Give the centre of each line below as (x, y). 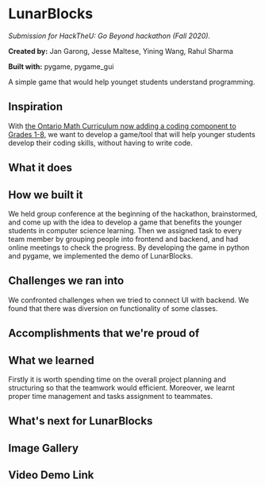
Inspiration (36, 107)
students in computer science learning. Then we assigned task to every (125, 230)
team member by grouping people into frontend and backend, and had (123, 239)
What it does (40, 168)
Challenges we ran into (66, 281)
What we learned (51, 360)
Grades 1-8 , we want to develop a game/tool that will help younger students (132, 134)
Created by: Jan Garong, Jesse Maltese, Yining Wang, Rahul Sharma (121, 51)
